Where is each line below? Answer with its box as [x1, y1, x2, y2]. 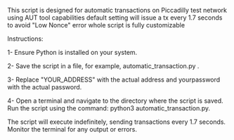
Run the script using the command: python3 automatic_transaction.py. [7, 104, 211, 112]
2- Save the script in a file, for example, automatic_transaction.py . [7, 62, 200, 70]
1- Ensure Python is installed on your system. [7, 49, 138, 56]
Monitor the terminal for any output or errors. [7, 125, 138, 133]
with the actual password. [7, 83, 82, 91]
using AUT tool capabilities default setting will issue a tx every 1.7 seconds [7, 13, 223, 22]
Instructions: [7, 34, 44, 43]
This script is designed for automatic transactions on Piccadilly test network [7, 6, 227, 14]
